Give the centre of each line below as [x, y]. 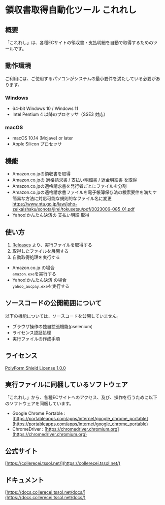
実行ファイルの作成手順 [36, 338]
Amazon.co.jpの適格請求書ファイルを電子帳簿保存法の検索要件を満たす [84, 192]
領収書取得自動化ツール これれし [71, 10]
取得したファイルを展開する [40, 251]
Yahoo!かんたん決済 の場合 [39, 280]
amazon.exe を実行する [34, 274]
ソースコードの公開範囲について [53, 303]
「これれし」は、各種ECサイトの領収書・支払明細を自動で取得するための [79, 43]
